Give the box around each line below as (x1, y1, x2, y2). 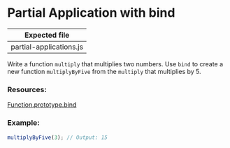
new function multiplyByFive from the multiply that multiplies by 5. (7, 67, 201, 75)
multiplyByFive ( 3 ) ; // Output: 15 (7, 134, 108, 141)
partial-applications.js (10, 42, 84, 52)
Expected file (24, 30, 70, 40)
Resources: (7, 84, 47, 94)
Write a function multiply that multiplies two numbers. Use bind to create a (7, 59, 224, 68)
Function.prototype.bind (7, 101, 77, 109)
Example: (7, 118, 40, 128)
